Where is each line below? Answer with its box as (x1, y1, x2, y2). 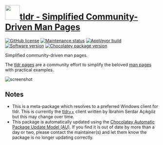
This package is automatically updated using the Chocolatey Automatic (12, 119, 155, 125)
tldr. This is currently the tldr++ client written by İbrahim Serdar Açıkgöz (12, 109, 156, 114)
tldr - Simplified (19, 11, 84, 22)
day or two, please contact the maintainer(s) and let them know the (12, 129, 147, 135)
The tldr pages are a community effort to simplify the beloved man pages (5, 61, 152, 68)
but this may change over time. (12, 113, 74, 119)
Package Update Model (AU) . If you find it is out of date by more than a (12, 124, 155, 130)
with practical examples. (5, 67, 54, 72)
